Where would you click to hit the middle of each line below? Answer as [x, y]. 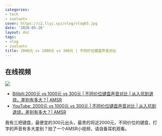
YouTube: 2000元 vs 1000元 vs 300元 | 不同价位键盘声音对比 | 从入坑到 [84, 106]
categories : [17, 10]
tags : [11, 37]
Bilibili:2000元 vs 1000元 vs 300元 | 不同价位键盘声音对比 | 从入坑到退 [83, 94]
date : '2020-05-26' [25, 28]
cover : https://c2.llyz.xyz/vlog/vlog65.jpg [51, 23]
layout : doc [17, 32]
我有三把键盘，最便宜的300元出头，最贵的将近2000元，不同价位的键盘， [79, 123]
